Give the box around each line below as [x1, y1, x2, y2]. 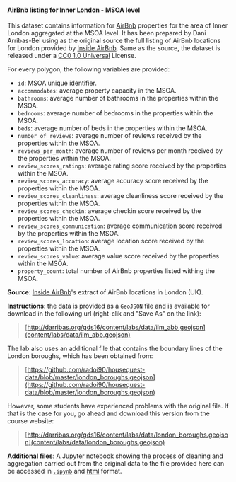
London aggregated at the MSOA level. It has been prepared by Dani [7, 29, 206, 38]
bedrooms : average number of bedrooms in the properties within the [17, 109, 213, 117]
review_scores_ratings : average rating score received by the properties [17, 161, 227, 170]
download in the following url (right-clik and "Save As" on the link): [7, 309, 201, 318]
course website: [7, 417, 54, 425]
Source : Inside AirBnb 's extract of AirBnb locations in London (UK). [7, 288, 203, 297]
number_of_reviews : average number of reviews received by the [17, 132, 202, 140]
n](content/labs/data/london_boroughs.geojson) [24, 438, 165, 447]
